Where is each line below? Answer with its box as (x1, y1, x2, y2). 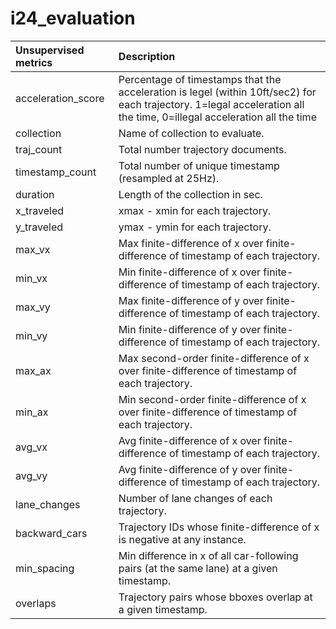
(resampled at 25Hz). (118, 171, 220, 185)
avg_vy (15, 468, 48, 482)
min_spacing (15, 561, 75, 575)
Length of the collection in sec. (118, 187, 263, 201)
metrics (15, 55, 53, 69)
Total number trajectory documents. (118, 142, 287, 156)
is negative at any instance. (118, 532, 247, 546)
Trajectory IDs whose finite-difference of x (118, 520, 320, 534)
